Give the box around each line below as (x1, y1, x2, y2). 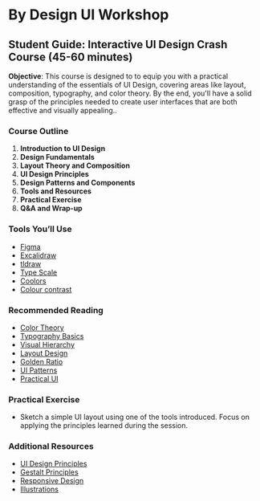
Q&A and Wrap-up (19, 203, 83, 214)
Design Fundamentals (19, 153, 95, 162)
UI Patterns (19, 365, 58, 375)
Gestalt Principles (19, 467, 79, 477)
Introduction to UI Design (19, 144, 106, 153)
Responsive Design (19, 476, 84, 486)
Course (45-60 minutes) (8, 50, 133, 63)
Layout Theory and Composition (19, 161, 131, 170)
